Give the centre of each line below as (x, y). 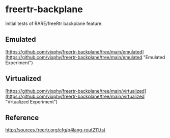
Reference (22, 117)
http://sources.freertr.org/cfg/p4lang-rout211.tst (55, 130)
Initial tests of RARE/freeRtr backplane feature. (54, 23)
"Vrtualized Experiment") (31, 102)
